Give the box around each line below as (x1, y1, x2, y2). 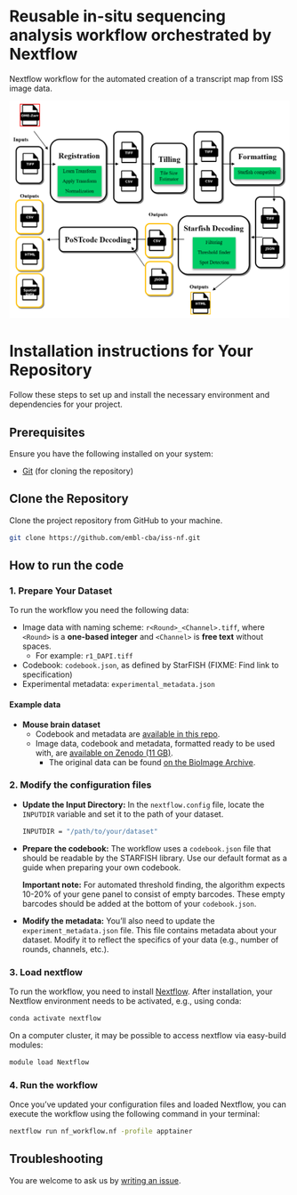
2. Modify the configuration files (9, 779, 152, 791)
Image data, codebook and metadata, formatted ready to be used (35, 738, 276, 748)
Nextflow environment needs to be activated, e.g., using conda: (9, 996, 242, 1006)
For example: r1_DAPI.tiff (35, 650, 133, 661)
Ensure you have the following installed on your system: (9, 448, 213, 459)
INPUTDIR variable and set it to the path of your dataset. (21, 808, 224, 820)
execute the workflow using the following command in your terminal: (9, 1109, 261, 1119)
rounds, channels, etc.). (21, 943, 109, 954)
